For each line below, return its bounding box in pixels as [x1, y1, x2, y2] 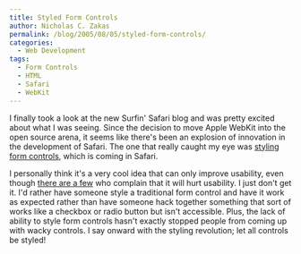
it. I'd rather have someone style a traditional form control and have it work [9, 187, 285, 198]
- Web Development [17, 47, 87, 55]
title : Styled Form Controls [9, 13, 118, 22]
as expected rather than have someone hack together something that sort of [9, 196, 291, 207]
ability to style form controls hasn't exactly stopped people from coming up [9, 216, 288, 226]
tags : [9, 55, 30, 63]
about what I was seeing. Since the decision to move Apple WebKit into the [9, 122, 287, 132]
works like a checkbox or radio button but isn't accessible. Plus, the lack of [9, 206, 286, 216]
